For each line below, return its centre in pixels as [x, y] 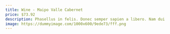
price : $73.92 [20, 14]
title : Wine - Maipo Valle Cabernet [44, 10]
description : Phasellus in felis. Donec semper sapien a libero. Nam [81, 19]
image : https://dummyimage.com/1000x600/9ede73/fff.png [66, 24]
